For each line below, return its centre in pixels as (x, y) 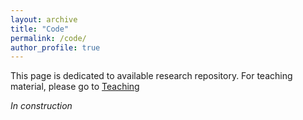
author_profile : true (55, 47)
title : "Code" (40, 29)
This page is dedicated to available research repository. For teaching (151, 76)
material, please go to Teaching (75, 87)
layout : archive (44, 19)
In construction (41, 106)
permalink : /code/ (48, 38)
